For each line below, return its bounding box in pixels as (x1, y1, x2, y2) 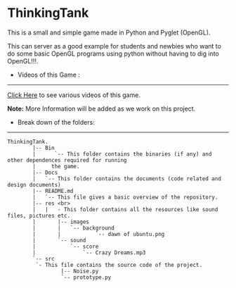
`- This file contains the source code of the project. (35, 261, 202, 268)
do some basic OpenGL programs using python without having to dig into (7, 49, 219, 58)
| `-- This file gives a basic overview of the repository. (32, 194, 218, 201)
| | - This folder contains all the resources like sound (32, 206, 218, 213)
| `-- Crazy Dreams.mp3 (32, 249, 146, 256)
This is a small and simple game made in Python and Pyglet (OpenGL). (7, 28, 211, 37)
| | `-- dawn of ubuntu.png (32, 230, 165, 237)
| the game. (32, 163, 80, 170)
